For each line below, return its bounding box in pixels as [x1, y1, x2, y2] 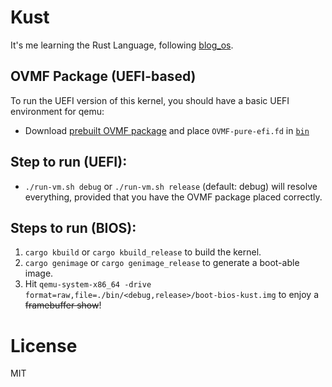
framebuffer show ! [24, 299, 102, 311]
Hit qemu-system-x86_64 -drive [24, 278, 152, 290]
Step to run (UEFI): [10, 154, 128, 171]
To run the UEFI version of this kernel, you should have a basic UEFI [10, 94, 290, 106]
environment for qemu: [10, 105, 105, 117]
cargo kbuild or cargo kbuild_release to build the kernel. [24, 246, 262, 258]
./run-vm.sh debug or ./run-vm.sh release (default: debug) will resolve [24, 180, 318, 192]
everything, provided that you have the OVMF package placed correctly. [24, 191, 323, 203]
